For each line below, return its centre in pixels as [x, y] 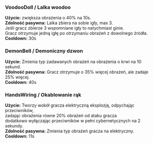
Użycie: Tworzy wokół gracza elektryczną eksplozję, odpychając [70, 105]
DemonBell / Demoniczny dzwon [44, 51]
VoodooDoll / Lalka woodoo [38, 7]
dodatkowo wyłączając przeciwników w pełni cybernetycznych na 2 [73, 121]
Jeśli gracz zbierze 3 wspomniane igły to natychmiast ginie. [65, 28]
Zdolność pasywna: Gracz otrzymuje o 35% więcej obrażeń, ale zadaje [77, 72]
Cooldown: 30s [21, 38]
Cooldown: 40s [21, 82]
